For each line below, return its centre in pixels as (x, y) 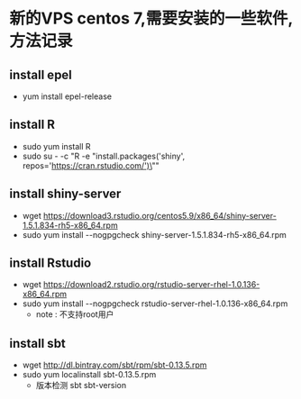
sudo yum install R (57, 146)
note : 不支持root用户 (75, 314)
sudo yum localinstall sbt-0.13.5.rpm (89, 375)
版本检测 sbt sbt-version (81, 385)
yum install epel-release (67, 96)
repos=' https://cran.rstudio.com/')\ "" (91, 165)
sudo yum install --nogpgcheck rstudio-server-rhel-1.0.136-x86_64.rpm (155, 304)
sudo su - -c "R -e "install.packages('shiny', (104, 156)
